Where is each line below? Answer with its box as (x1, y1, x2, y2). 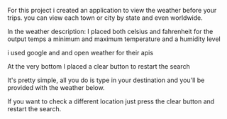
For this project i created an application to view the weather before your (7, 6, 217, 14)
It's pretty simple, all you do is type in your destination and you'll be (7, 76, 205, 84)
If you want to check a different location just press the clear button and (7, 97, 215, 106)
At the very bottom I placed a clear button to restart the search (7, 62, 190, 70)
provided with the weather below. (7, 84, 105, 91)
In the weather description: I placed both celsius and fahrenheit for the (7, 28, 214, 35)
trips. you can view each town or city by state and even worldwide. (7, 13, 204, 22)
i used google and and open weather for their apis (7, 49, 154, 57)
